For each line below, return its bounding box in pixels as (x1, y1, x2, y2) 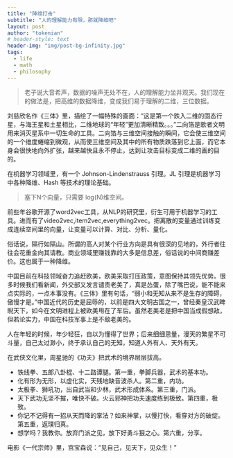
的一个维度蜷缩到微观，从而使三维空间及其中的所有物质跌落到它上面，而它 (7, 137, 220, 146)
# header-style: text (7, 36, 70, 43)
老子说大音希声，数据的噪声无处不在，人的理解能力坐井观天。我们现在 (24, 88, 225, 96)
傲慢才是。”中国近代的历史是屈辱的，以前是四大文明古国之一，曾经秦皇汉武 (7, 297, 220, 306)
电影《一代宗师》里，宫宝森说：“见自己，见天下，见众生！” (7, 443, 177, 451)
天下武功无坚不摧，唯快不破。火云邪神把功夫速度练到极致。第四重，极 (17, 394, 218, 402)
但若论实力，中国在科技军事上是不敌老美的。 (7, 315, 135, 323)
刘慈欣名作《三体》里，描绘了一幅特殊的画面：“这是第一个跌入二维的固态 (7, 112, 217, 120)
